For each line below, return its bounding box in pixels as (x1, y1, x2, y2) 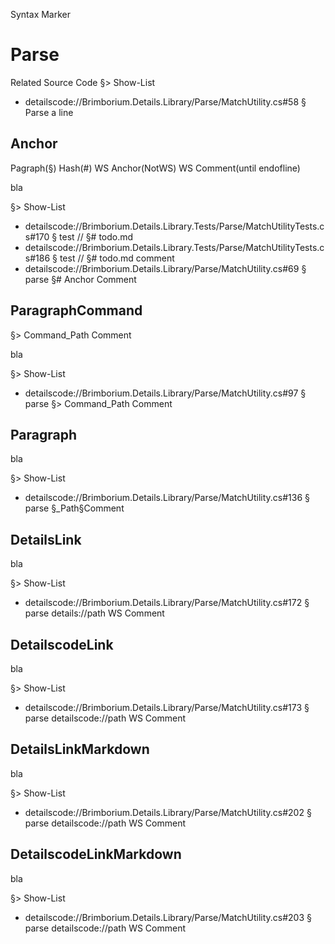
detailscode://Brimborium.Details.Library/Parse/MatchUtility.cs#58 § (24, 95, 307, 108)
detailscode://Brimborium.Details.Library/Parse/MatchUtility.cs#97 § (24, 387, 307, 399)
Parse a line (24, 106, 74, 118)
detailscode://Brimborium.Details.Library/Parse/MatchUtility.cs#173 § (24, 702, 310, 713)
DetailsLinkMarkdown (10, 741, 150, 758)
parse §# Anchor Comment (24, 273, 137, 285)
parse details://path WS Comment (24, 607, 165, 619)
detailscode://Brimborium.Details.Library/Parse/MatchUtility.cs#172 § (24, 597, 310, 609)
